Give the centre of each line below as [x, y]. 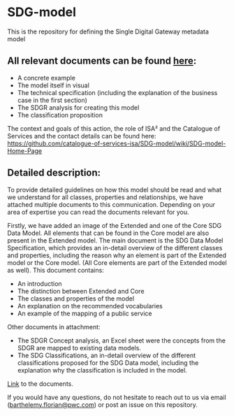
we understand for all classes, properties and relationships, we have [105, 197]
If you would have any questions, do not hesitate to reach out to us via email [117, 397]
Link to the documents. [40, 383]
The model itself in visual [53, 85]
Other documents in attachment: [54, 327]
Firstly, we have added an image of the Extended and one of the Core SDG [115, 225]
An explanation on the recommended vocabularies [90, 306]
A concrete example [46, 78]
